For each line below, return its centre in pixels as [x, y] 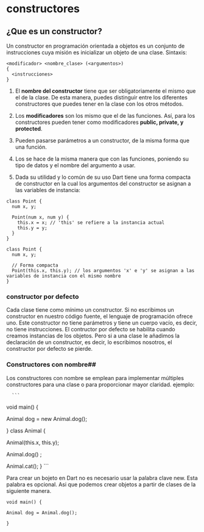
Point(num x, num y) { [40, 217]
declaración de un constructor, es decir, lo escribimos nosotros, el [89, 342]
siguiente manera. [29, 491]
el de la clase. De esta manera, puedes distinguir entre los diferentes [101, 97]
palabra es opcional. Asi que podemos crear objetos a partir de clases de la [101, 484]
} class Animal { [26, 430]
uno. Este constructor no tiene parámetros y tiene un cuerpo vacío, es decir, [102, 323]
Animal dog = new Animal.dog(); [47, 419]
